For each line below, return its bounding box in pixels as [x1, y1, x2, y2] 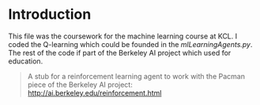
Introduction [8, 5, 92, 24]
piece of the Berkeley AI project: [27, 80, 133, 89]
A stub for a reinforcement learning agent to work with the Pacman [27, 71, 245, 81]
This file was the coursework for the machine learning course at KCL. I [8, 31, 238, 41]
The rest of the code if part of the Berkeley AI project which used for [8, 48, 232, 57]
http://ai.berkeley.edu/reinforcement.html [27, 88, 162, 97]
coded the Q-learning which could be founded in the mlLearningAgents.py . [8, 39, 253, 49]
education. [8, 56, 43, 66]
